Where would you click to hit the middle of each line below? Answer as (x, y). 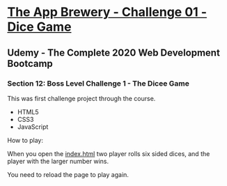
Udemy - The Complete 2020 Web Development (114, 53)
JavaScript (33, 127)
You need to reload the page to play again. (68, 174)
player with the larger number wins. (58, 161)
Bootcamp (30, 63)
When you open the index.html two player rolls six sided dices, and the (109, 153)
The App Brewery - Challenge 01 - (107, 12)
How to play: (25, 140)
